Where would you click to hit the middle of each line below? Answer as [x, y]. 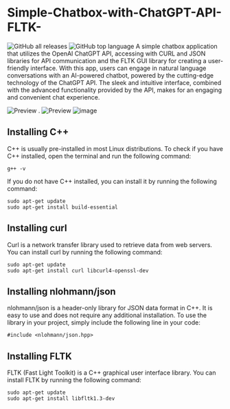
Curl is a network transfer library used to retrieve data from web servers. [110, 244]
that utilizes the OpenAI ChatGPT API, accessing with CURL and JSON [106, 54]
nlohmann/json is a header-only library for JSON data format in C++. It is [110, 308]
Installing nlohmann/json [61, 291]
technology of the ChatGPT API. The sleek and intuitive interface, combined [114, 82]
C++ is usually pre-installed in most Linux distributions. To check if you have [115, 148]
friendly [18, 68]
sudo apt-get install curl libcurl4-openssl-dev [78, 270]
